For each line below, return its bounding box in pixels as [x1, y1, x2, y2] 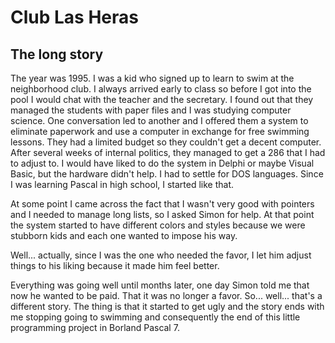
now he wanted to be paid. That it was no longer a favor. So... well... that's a [10, 290, 323, 301]
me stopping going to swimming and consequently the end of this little [10, 311, 301, 323]
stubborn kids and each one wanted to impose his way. [10, 230, 238, 241]
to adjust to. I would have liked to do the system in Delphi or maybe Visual [10, 157, 315, 169]
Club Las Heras [10, 6, 139, 29]
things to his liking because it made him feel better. [10, 260, 220, 271]
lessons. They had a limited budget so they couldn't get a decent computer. [10, 136, 322, 148]
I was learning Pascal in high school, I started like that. [10, 179, 235, 190]
